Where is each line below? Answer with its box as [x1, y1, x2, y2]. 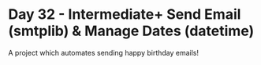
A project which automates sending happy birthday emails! [8, 48, 199, 57]
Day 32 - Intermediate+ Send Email [8, 5, 241, 23]
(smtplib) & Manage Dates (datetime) [8, 22, 255, 40]
